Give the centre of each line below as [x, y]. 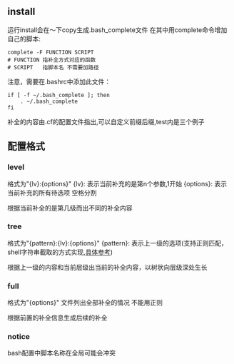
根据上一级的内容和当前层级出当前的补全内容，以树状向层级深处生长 [107, 267]
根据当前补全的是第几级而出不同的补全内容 [70, 208]
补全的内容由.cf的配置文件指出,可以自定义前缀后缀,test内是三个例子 [106, 121]
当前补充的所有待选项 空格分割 [52, 193]
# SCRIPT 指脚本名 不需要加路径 [53, 67]
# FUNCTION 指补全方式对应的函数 [52, 60]
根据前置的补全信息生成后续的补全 [57, 318]
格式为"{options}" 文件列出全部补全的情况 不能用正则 [85, 303]
